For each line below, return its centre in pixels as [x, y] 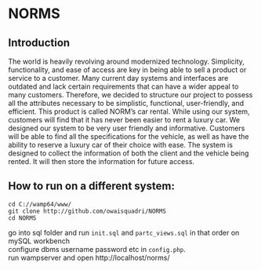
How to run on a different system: [91, 186]
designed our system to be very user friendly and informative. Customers [127, 128]
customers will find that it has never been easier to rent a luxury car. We [124, 120]
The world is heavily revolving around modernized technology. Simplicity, [127, 61]
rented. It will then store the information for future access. [101, 161]
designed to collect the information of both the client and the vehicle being [129, 153]
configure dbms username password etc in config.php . [97, 249]
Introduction [39, 43]
